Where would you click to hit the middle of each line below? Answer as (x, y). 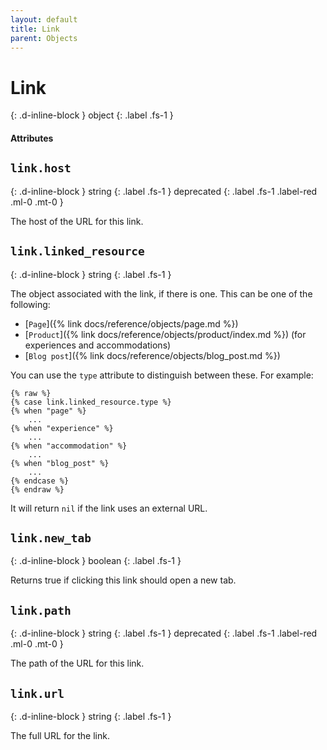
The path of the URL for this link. (77, 663)
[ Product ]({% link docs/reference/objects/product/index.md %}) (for (165, 334)
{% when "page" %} (48, 411)
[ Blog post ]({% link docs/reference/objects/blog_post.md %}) (152, 355)
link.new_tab (51, 538)
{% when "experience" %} (62, 428)
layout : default (44, 19)
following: (30, 304)
